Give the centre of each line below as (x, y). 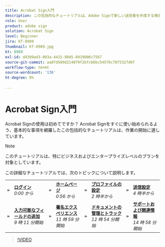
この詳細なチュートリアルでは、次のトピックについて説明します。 (72, 172)
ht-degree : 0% (20, 78)
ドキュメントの (107, 207)
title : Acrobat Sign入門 (30, 10)
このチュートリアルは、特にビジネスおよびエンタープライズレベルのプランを (82, 156)
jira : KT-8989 (20, 42)
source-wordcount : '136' (30, 73)
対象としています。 (24, 162)
